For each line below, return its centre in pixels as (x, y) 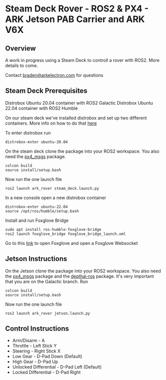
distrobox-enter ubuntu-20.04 (37, 142)
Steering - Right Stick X (36, 351)
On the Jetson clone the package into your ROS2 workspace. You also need (83, 271)
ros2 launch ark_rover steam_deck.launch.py (52, 188)
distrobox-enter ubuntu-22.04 (37, 207)
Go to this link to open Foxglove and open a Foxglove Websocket (72, 243)
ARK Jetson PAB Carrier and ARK (75, 19)
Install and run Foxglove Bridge (37, 220)
